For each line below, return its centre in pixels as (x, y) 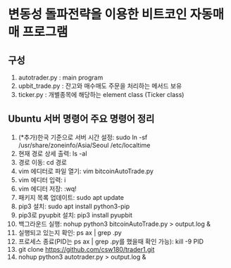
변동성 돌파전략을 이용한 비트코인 (98, 14)
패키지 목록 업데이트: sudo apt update (71, 197)
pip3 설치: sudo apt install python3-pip (74, 206)
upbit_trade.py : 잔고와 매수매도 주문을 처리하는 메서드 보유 (100, 86)
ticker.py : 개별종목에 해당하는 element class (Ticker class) (101, 95)
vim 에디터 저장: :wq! (47, 189)
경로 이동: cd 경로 (43, 162)
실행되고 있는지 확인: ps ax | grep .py (70, 232)
